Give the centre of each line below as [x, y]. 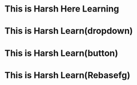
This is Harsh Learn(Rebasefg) [68, 75]
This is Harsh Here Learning [62, 9]
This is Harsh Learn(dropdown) [69, 31]
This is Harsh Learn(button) [61, 53]
